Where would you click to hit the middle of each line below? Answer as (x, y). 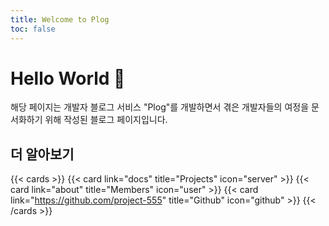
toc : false (33, 29)
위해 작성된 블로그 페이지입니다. (106, 120)
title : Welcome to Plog (60, 19)
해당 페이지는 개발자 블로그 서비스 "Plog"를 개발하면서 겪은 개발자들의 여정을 (160, 107)
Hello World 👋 (68, 78)
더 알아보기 (42, 154)
